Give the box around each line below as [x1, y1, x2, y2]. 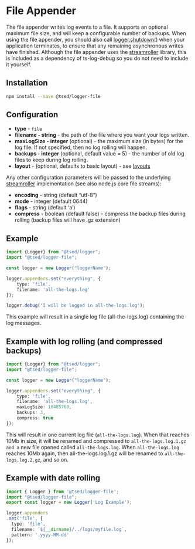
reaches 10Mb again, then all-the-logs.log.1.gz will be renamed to [6, 450, 163, 457]
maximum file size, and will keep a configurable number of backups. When [6, 29, 186, 36]
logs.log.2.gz [6, 457, 41, 463]
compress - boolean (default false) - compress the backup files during [14, 210, 186, 218]
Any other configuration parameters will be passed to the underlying [6, 174, 171, 181]
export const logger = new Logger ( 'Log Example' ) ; [6, 500, 132, 506]
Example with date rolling [6, 473, 101, 483]
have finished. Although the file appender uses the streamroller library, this [6, 48, 187, 55]
